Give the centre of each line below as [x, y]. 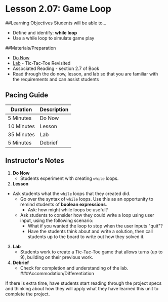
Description [54, 109]
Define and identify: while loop [45, 32]
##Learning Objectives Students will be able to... [56, 23]
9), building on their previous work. [57, 257]
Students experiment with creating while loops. [69, 178]
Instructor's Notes [35, 161]
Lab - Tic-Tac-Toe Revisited [41, 63]
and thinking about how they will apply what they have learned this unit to [82, 288]
